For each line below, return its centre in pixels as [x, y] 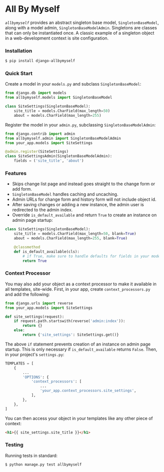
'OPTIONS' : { [36, 377]
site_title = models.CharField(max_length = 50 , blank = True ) [75, 234]
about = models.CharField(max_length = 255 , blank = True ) [71, 238]
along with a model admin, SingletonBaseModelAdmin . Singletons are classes [81, 27]
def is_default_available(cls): [47, 252]
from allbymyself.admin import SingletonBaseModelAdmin [63, 138]
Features [16, 173]
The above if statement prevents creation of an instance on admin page [78, 344]
